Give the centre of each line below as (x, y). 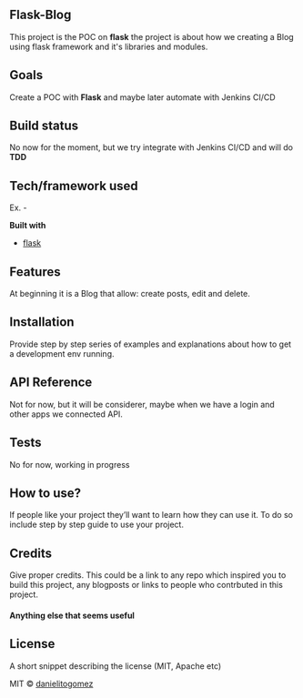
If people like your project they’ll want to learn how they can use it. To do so (151, 515)
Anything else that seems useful (72, 615)
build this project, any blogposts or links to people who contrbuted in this (146, 585)
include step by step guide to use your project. (97, 525)
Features (35, 272)
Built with (28, 226)
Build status (44, 126)
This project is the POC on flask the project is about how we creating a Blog (151, 36)
